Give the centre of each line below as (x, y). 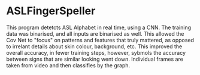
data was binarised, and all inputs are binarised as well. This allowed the (95, 33)
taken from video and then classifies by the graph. (68, 65)
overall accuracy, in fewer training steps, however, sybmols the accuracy (96, 52)
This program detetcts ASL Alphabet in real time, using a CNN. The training (99, 27)
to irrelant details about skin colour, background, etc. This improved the (94, 46)
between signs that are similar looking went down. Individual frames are (95, 59)
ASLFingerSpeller (51, 11)
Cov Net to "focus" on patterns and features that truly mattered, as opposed (100, 40)
